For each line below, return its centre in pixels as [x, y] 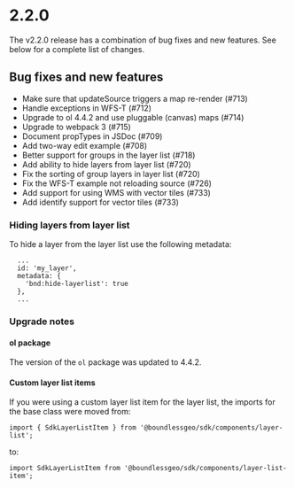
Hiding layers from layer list [70, 225]
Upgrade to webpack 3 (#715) [76, 127]
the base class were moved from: [70, 412]
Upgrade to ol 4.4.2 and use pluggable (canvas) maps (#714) [133, 117]
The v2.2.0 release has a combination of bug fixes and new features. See [143, 40]
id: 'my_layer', [47, 268]
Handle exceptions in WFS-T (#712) [87, 108]
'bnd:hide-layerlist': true [77, 284]
